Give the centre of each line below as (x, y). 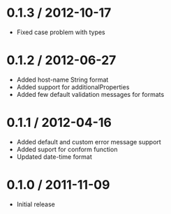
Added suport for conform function (67, 149)
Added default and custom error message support (89, 142)
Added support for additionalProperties (73, 87)
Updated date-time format (54, 156)
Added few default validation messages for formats (90, 94)
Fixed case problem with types (61, 32)
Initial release (36, 204)
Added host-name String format (62, 79)
